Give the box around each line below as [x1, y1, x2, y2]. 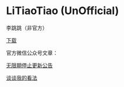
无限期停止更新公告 [6, 62, 53, 69]
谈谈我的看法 [6, 74, 37, 81]
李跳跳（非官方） [6, 24, 48, 31]
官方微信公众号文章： [6, 49, 58, 56]
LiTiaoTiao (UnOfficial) [6, 4, 119, 18]
